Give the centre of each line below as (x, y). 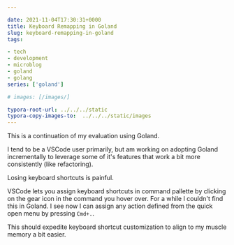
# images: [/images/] (39, 97)
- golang (20, 77)
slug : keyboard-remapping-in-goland (60, 33)
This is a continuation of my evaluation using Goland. (83, 136)
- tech (17, 52)
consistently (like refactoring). (50, 164)
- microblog (24, 65)
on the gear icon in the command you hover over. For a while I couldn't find (115, 199)
